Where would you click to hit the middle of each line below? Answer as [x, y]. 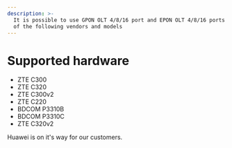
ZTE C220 [32, 102]
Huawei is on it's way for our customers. [65, 137]
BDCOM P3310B [41, 109]
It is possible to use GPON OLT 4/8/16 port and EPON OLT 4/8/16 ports [119, 20]
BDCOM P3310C [41, 117]
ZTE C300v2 [35, 95]
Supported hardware [68, 61]
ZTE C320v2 [35, 124]
